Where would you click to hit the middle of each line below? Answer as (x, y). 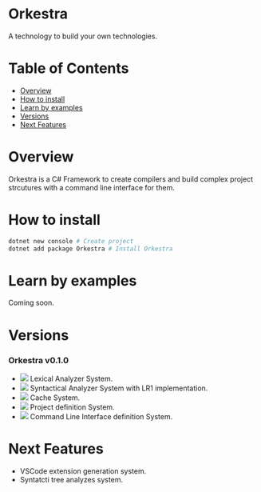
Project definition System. (72, 407)
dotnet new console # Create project (71, 241)
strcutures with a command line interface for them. (92, 187)
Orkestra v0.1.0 (39, 360)
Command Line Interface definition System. (101, 416)
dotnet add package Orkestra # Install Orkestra (91, 249)
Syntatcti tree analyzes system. (71, 479)
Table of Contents (69, 68)
